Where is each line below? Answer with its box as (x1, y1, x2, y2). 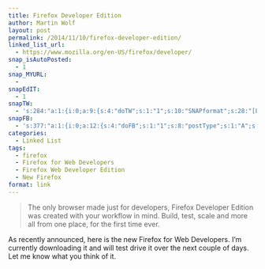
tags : (8, 144, 26, 152)
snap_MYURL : (8, 70, 47, 78)
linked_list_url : (8, 41, 65, 49)
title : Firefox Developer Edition (8, 11, 122, 20)
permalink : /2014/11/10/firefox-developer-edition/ (8, 33, 181, 42)
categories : (8, 129, 47, 137)
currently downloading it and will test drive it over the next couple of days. (8, 243, 250, 252)
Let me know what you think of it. (8, 251, 117, 261)
